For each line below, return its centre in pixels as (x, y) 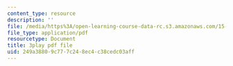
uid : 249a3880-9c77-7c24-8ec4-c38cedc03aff (71, 52)
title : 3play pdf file (40, 45)
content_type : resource (42, 13)
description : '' (31, 20)
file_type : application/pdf (48, 33)
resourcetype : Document (42, 39)
